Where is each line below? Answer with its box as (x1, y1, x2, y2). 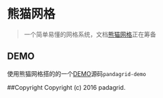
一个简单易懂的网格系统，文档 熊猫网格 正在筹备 (23, 30, 156, 38)
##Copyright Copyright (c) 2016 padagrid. (7, 83, 126, 91)
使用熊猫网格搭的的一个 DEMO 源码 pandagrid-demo (7, 69, 147, 77)
